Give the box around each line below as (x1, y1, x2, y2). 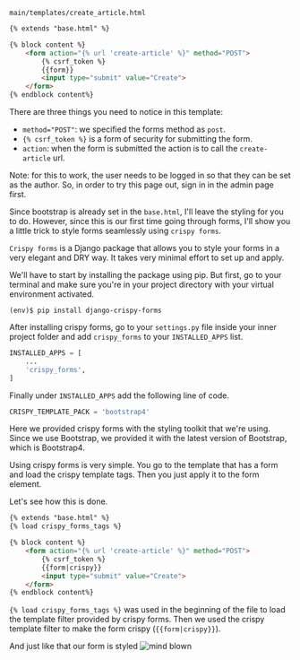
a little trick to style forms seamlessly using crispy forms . (9, 225, 222, 236)
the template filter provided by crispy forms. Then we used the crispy (9, 614, 265, 625)
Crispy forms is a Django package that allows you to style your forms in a (9, 243, 280, 253)
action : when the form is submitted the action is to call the (21, 143, 238, 153)
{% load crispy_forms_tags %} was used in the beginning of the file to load (9, 604, 287, 615)
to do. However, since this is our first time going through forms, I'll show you (9, 216, 291, 226)
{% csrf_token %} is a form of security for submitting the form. (21, 134, 253, 143)
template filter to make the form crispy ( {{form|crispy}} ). (9, 623, 221, 634)
